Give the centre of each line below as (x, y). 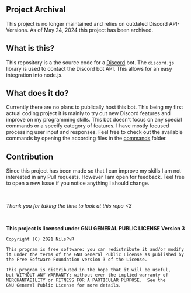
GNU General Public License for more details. (64, 285)
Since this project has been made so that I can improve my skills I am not (94, 171)
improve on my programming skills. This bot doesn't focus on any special (94, 120)
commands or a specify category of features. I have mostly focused (88, 126)
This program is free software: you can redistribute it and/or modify (95, 250)
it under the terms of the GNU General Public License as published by (95, 255)
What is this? (30, 48)
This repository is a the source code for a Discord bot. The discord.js (90, 62)
